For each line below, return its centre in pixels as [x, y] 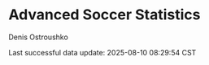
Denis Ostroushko [39, 37]
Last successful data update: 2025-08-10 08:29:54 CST [102, 52]
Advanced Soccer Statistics [104, 15]
